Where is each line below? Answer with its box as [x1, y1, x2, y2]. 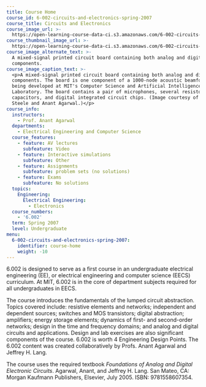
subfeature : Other [22, 157, 70, 163]
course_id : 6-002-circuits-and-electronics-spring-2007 [6, 15, 152, 21]
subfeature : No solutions [22, 180, 89, 186]
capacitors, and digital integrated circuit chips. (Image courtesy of [12, 94, 199, 101]
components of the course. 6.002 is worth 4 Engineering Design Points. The [6, 335, 199, 343]
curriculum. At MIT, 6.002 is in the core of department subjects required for [6, 278, 197, 286]
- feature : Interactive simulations [17, 151, 112, 158]
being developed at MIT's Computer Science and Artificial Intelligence [12, 83, 202, 90]
